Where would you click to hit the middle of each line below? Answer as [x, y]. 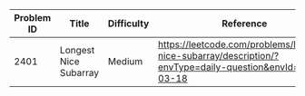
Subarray [79, 73]
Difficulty [128, 24]
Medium [125, 61]
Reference [245, 24]
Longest [77, 50]
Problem [33, 18]
